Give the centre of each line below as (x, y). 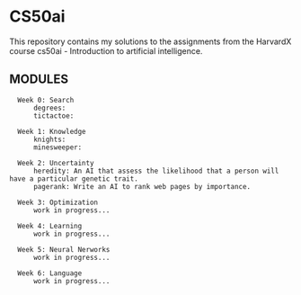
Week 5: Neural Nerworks (64, 249)
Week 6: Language (50, 273)
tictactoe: (53, 116)
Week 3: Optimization (58, 202)
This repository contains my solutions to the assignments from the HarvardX (150, 41)
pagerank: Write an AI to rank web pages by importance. (142, 186)
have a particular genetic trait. (74, 179)
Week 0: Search (46, 100)
